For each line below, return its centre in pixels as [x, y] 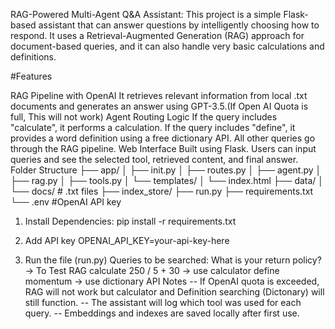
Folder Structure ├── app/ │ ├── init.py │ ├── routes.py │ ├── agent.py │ [166, 170]
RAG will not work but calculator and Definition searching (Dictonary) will [174, 292]
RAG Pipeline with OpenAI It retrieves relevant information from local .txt [159, 95]
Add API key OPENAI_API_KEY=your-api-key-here [127, 240]
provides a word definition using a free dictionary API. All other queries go [163, 138]
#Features [31, 76]
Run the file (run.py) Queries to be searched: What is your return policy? [173, 260]
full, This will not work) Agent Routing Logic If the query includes [144, 117]
